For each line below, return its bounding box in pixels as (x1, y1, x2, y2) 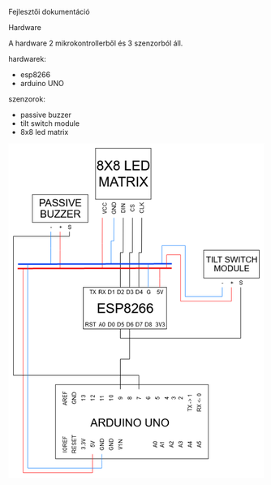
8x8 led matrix (19, 128, 69, 136)
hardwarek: (8, 54, 46, 63)
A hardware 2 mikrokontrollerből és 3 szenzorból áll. (8, 38, 183, 48)
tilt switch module (19, 119, 80, 128)
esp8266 (19, 70, 51, 80)
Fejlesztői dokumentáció (8, 7, 91, 16)
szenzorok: (8, 94, 46, 104)
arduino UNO (19, 79, 65, 88)
